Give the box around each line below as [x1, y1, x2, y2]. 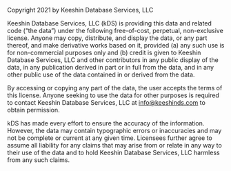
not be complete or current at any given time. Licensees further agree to [7, 134, 212, 142]
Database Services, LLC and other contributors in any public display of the [7, 56, 219, 64]
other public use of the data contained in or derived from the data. [7, 70, 195, 79]
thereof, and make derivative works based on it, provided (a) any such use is [7, 41, 225, 49]
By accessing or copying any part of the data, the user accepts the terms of [7, 84, 223, 92]
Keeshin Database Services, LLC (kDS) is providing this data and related [7, 19, 212, 27]
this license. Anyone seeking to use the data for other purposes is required [7, 91, 219, 99]
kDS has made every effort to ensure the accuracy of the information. [7, 119, 205, 127]
